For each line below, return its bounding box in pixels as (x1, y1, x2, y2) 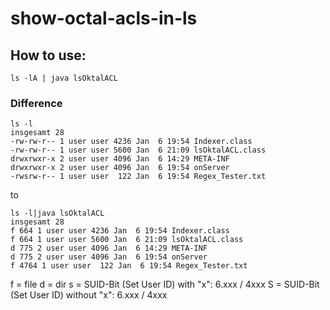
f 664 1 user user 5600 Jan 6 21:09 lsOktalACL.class (10, 235, 244, 245)
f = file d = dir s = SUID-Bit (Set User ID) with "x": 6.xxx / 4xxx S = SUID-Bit (10, 278, 320, 291)
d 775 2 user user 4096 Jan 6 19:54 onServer (10, 252, 208, 262)
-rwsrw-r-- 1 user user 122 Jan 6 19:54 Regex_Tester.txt (10, 172, 267, 182)
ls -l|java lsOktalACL (10, 208, 105, 219)
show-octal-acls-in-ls (10, 7, 198, 30)
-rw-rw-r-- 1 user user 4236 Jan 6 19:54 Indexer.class (10, 137, 253, 147)
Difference (10, 96, 63, 110)
